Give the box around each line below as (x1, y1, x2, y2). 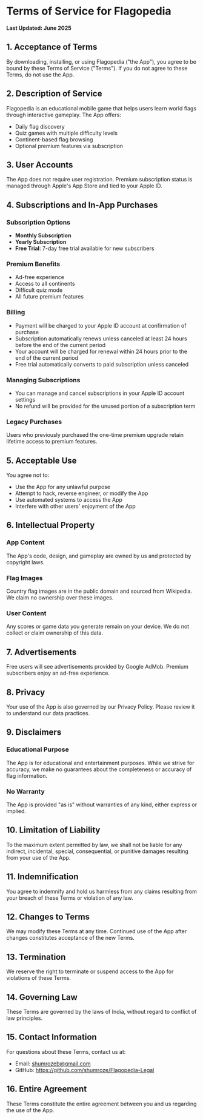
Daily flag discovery (15, 123, 65, 130)
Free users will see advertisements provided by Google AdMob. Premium (6, 663, 189, 670)
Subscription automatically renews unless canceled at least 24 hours (15, 335, 187, 342)
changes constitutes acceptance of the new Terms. (6, 934, 135, 942)
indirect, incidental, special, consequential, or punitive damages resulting (6, 848, 189, 855)
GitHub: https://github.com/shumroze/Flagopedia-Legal (15, 1066, 155, 1073)
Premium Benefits (6, 260, 61, 268)
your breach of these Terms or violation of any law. (6, 894, 133, 902)
